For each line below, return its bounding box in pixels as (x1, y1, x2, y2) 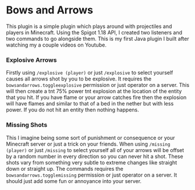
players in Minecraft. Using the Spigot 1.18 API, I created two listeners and (6, 29, 182, 36)
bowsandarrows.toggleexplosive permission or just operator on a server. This (6, 82, 190, 89)
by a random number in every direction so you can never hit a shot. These (6, 153, 183, 160)
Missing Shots (6, 121, 48, 129)
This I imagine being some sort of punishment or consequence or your (6, 134, 175, 141)
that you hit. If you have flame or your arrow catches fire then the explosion (6, 94, 187, 101)
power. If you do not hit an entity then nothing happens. (6, 106, 140, 114)
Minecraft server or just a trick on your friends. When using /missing (6, 140, 171, 147)
